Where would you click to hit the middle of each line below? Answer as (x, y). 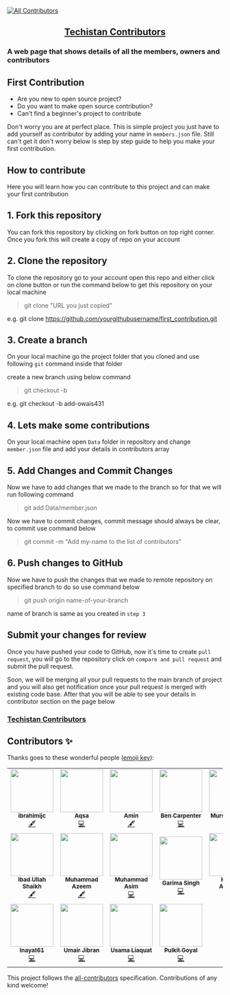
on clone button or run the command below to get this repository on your (110, 285)
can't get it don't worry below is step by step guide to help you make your (111, 141)
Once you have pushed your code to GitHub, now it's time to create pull (109, 651)
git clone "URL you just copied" (68, 305)
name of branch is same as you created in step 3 (76, 613)
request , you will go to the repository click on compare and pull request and (115, 659)
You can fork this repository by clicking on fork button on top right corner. (111, 232)
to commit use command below (51, 528)
